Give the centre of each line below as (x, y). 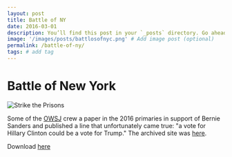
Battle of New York (61, 86)
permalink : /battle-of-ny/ (46, 45)
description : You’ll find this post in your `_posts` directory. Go (108, 33)
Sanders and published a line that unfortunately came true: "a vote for (106, 125)
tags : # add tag (30, 52)
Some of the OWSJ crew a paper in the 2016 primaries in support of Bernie (114, 118)
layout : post (26, 13)
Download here (29, 146)
